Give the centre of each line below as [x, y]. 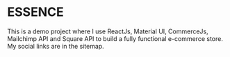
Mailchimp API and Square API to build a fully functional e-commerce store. [115, 38]
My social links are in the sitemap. [56, 46]
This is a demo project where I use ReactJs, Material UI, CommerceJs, [108, 31]
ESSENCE [35, 12]
